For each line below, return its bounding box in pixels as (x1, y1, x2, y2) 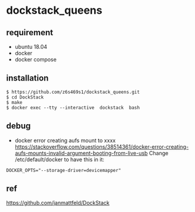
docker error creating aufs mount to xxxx (14, 137, 116, 144)
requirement (6, 27, 54, 38)
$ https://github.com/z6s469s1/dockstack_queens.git (6, 89, 140, 95)
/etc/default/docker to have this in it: (14, 156, 104, 163)
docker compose (14, 56, 57, 63)
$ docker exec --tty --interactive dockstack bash (6, 105, 140, 110)
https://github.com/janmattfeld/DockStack (6, 199, 110, 207)
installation (6, 73, 49, 84)
